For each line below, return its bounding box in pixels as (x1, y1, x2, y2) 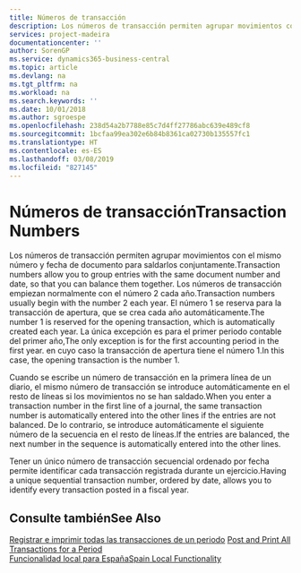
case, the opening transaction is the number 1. (9, 355, 181, 365)
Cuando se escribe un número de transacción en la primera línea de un (9, 372, 271, 383)
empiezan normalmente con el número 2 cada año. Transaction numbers (9, 288, 276, 299)
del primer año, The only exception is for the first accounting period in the (9, 336, 279, 346)
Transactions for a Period (9, 543, 103, 555)
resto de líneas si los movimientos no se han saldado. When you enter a (9, 391, 271, 402)
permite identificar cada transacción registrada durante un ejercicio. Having (9, 466, 287, 476)
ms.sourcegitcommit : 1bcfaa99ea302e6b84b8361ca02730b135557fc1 (9, 130, 251, 139)
